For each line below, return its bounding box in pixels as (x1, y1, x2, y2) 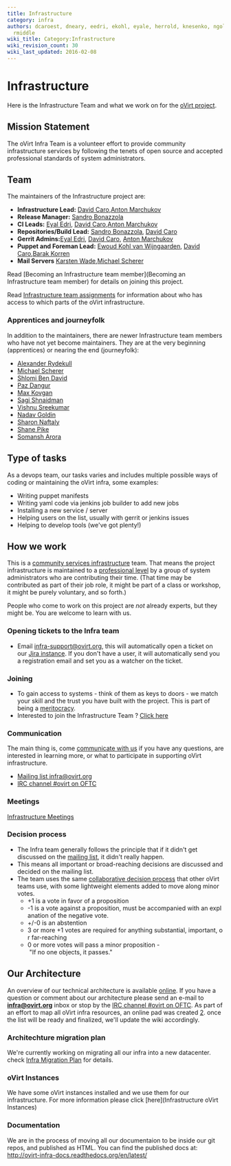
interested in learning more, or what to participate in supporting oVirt (7, 752, 201, 760)
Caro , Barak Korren (16, 250, 70, 258)
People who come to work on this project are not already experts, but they (7, 601, 218, 610)
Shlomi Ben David (16, 374, 67, 382)
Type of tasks (7, 452, 67, 464)
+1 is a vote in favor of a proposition (27, 896, 129, 905)
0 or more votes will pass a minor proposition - (27, 941, 160, 949)
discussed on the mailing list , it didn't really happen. (16, 852, 165, 861)
